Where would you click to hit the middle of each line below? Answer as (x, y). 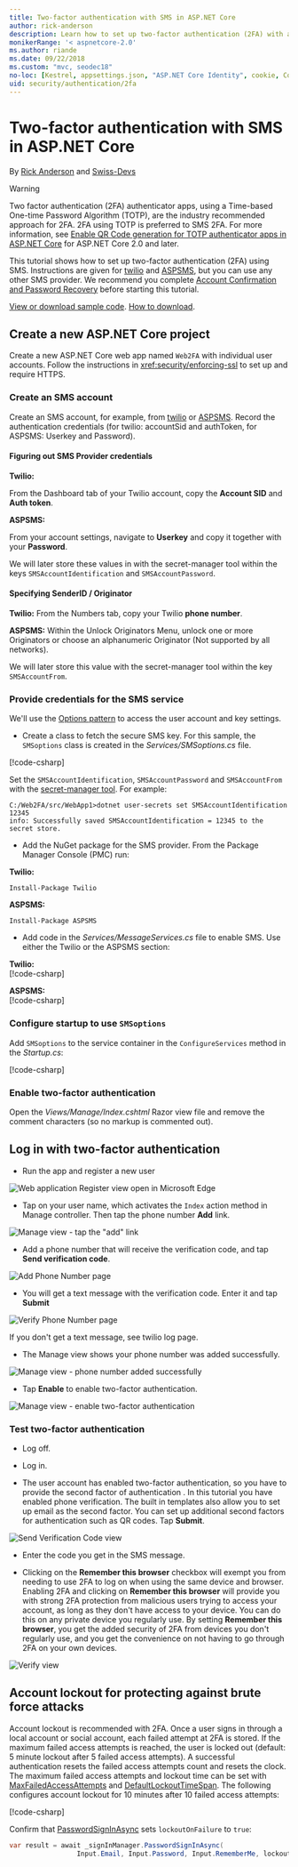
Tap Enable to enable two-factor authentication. (110, 1388)
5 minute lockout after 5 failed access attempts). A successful (122, 1757)
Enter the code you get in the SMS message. (103, 1555)
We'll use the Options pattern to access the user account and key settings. (145, 719)
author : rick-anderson (51, 26)
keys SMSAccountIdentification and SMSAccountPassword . (112, 573)
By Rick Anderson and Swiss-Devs (72, 171)
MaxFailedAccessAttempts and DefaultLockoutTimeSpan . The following (140, 1785)
